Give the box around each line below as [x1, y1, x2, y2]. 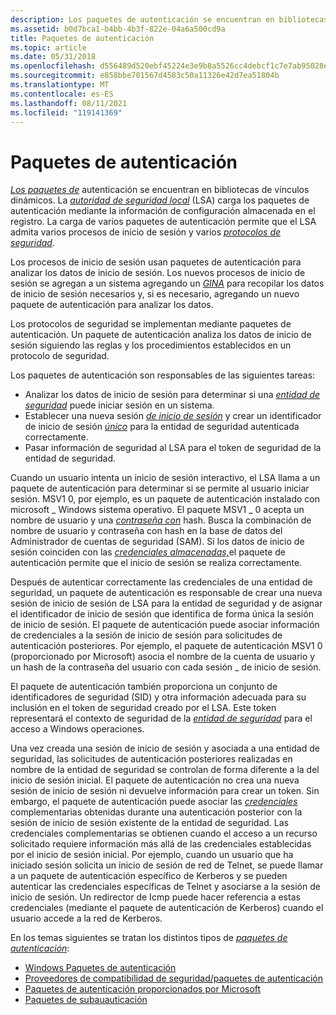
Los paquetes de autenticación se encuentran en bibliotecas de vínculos [10, 184, 310, 196]
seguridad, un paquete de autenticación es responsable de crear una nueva [10, 587, 323, 599]
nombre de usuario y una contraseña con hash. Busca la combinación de [10, 514, 312, 526]
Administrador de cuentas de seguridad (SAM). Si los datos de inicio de [10, 536, 305, 548]
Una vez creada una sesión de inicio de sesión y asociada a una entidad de [10, 742, 320, 755]
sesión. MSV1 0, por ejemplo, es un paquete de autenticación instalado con [10, 493, 320, 505]
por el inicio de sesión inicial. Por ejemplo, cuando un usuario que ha [10, 849, 294, 861]
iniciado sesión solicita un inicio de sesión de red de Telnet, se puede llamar [10, 859, 324, 871]
